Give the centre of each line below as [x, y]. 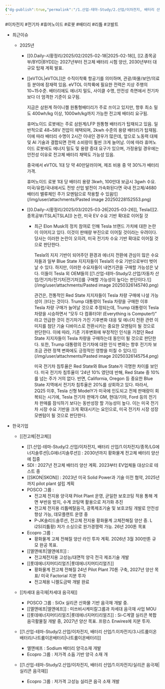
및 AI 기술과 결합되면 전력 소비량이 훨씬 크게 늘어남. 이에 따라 [85, 142]
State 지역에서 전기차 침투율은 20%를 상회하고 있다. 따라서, [91, 384]
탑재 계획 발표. [50, 68]
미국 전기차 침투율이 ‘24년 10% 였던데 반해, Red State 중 [95, 372]
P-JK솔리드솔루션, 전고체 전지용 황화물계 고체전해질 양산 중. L [93, 520]
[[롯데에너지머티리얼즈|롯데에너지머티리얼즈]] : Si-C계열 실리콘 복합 [92, 615]
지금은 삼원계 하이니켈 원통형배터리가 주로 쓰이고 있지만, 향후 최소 [90, 107]
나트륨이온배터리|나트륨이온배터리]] [67, 637]
